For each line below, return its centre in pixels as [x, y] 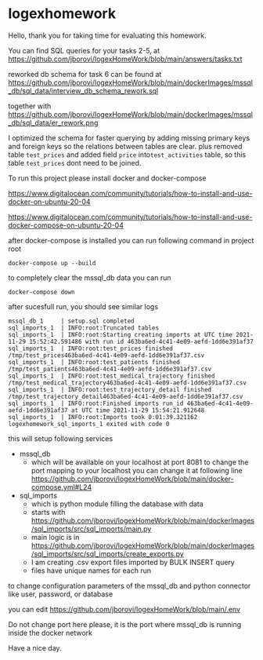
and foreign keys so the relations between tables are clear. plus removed [125, 146]
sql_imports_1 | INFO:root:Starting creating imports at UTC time [121, 334]
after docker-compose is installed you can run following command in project [131, 240]
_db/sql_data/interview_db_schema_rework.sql [83, 90]
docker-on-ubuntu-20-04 [50, 202]
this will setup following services [61, 438]
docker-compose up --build [52, 263]
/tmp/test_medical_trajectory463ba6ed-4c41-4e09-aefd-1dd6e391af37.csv [127, 383]
